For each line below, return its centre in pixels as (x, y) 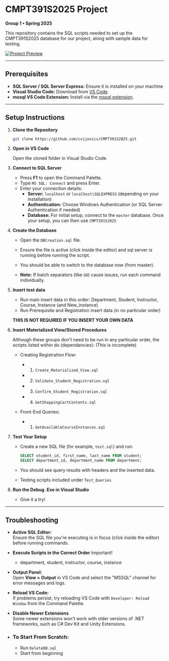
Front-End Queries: (40, 412)
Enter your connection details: (51, 189)
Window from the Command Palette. (48, 603)
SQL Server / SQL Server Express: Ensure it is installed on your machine (88, 86)
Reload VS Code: (30, 593)
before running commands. (41, 543)
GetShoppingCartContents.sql (66, 403)
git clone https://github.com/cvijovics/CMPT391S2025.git (74, 139)
